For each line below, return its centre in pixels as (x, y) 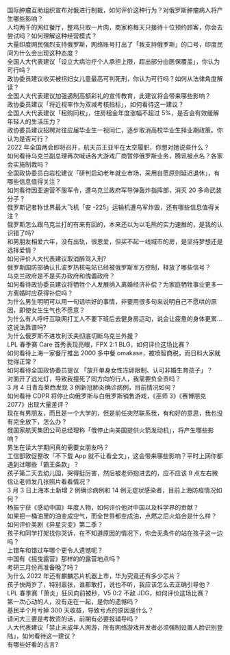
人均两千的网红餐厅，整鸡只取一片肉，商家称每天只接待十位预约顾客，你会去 (115, 27)
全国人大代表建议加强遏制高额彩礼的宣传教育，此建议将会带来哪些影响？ (109, 96)
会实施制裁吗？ (28, 164)
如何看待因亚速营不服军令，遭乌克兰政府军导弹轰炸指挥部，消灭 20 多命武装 (115, 190)
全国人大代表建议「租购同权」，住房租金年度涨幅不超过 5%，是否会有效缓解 (113, 113)
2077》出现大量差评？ (38, 404)
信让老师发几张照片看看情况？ (49, 481)
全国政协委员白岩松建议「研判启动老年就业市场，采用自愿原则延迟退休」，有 (114, 173)
